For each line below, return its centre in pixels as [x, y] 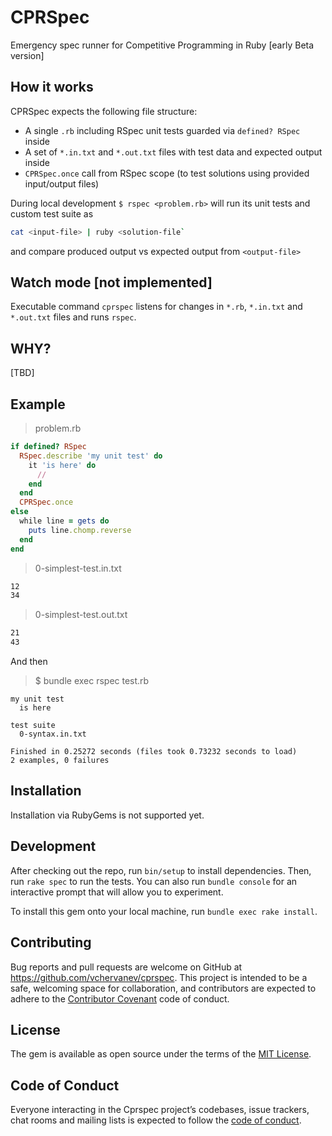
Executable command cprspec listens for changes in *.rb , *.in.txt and [156, 307]
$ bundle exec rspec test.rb [92, 681]
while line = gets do [64, 521]
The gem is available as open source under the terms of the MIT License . [161, 1054]
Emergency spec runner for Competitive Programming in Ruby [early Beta [162, 45]
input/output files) [62, 183]
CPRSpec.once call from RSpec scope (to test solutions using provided [167, 173]
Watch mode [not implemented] [111, 282]
